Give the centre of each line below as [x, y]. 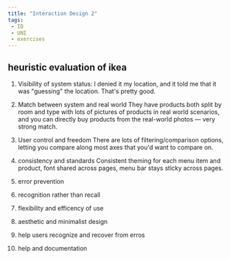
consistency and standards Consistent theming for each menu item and [119, 160]
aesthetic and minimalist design [63, 221]
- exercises [28, 39]
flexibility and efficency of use [61, 208]
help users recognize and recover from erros [81, 235]
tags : [15, 20]
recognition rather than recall [59, 195]
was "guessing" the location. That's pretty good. [86, 91]
